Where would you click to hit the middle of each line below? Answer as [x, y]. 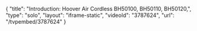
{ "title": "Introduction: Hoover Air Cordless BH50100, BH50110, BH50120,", [98, 9]
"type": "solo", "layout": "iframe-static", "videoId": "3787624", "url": [90, 15]
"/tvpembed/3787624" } [36, 22]
